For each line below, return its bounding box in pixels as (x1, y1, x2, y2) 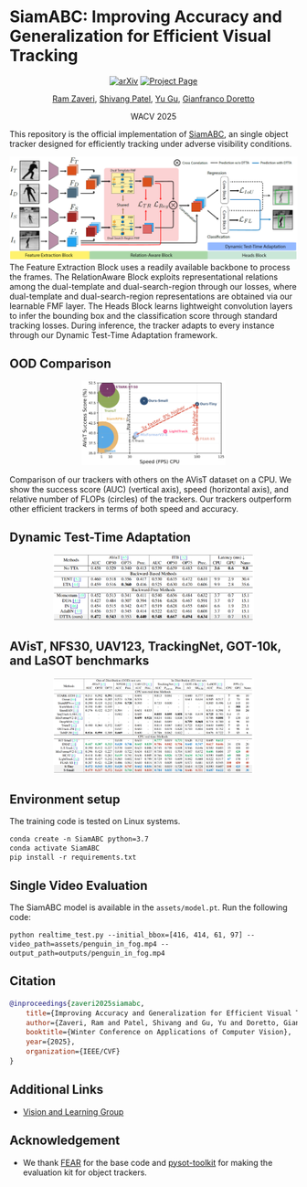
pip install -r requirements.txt (9, 853, 137, 863)
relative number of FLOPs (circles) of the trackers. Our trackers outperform (9, 493, 292, 504)
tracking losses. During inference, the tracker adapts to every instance (9, 320, 275, 331)
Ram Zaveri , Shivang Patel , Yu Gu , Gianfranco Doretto (52, 93, 255, 104)
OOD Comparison (9, 355, 111, 371)
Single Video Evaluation (9, 877, 148, 893)
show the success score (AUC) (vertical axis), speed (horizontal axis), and (9, 483, 290, 494)
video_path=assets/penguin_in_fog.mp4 (9, 939, 157, 949)
